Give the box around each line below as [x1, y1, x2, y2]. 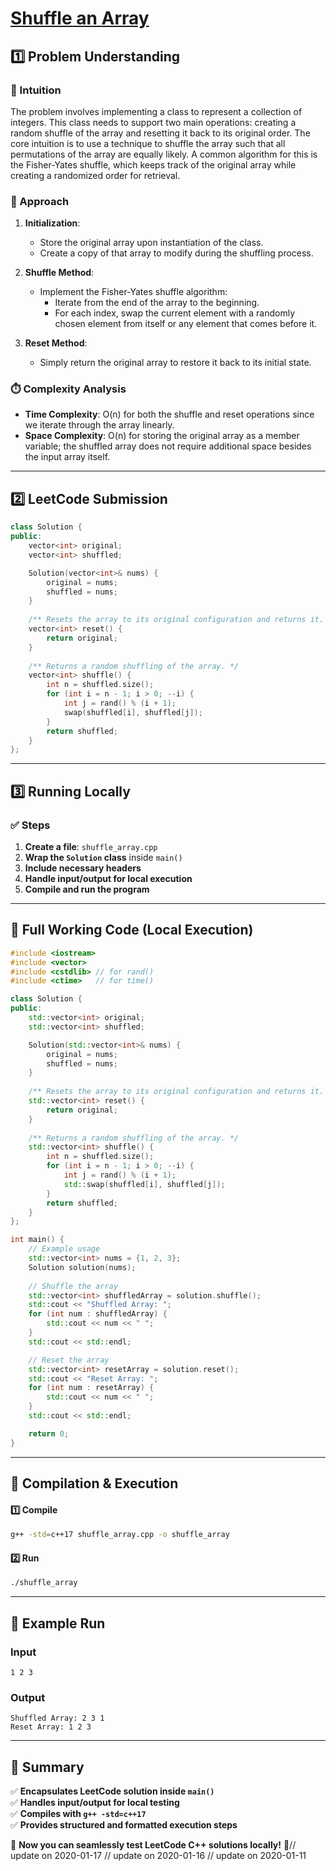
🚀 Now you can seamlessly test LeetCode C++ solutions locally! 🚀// [10, 1839, 297, 1851]
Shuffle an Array [10, 7, 150, 30]
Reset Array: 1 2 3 [10, 1722, 92, 1732]
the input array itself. [24, 451, 111, 463]
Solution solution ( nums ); [28, 1262, 137, 1272]
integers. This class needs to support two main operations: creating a [10, 116, 297, 128]
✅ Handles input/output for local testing [10, 1797, 180, 1808]
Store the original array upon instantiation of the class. [39, 237, 264, 249]
